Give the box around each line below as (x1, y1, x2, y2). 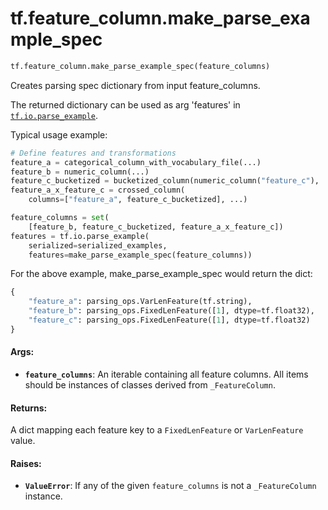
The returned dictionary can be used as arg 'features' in (10, 98, 241, 111)
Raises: (10, 457, 42, 469)
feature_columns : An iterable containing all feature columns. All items (24, 368, 309, 381)
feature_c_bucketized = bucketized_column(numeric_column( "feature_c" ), (10, 176, 320, 186)
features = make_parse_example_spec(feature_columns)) (28, 250, 253, 260)
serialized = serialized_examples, (28, 240, 168, 251)
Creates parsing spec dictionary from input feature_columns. (10, 79, 261, 91)
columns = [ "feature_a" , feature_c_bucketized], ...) (28, 195, 248, 205)
